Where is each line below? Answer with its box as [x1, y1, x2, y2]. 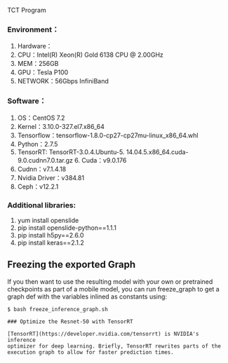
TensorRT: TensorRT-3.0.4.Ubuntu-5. [17, 147, 125, 156]
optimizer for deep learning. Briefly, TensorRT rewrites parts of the [7, 343, 221, 350]
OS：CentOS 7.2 [17, 114, 65, 122]
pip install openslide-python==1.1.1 [17, 224, 117, 232]
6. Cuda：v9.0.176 [74, 156, 127, 164]
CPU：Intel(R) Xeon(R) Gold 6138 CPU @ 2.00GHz [17, 50, 163, 59]
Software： [7, 96, 47, 106]
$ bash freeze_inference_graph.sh [7, 306, 109, 313]
